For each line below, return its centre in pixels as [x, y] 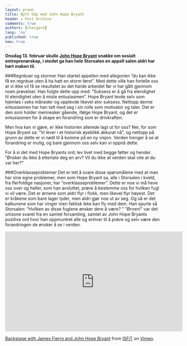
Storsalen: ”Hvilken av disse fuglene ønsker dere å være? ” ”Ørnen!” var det [81, 209]
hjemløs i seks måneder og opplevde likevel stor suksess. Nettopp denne [79, 102]
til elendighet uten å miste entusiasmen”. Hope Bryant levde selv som [75, 96]
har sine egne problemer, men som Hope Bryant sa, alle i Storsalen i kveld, [80, 177]
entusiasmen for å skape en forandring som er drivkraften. [64, 117]
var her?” [14, 162]
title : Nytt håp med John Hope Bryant [45, 14]
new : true [15, 42]
